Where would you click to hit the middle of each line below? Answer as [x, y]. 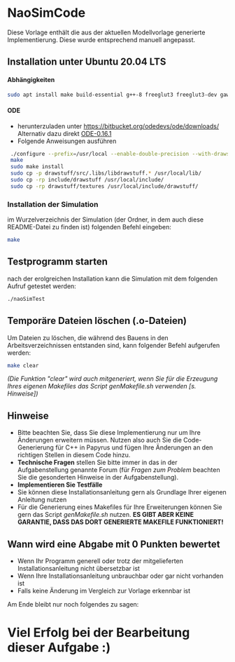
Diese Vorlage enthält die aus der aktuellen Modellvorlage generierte [106, 32]
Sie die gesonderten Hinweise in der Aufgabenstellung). [98, 478]
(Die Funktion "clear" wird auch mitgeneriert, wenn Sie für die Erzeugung [113, 379]
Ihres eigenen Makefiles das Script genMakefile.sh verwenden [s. [102, 386]
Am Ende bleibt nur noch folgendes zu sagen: [73, 604]
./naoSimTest [26, 299]
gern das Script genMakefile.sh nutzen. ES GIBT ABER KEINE [106, 515]
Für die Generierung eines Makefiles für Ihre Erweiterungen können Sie [120, 507]
